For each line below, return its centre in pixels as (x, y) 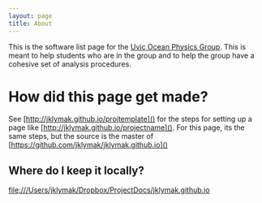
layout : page (30, 16)
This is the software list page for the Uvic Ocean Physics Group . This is (127, 46)
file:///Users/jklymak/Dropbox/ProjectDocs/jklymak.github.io (109, 190)
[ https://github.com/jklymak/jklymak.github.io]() (88, 145)
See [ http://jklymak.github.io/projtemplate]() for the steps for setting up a (131, 119)
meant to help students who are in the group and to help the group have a (131, 55)
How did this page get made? (108, 96)
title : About (30, 24)
